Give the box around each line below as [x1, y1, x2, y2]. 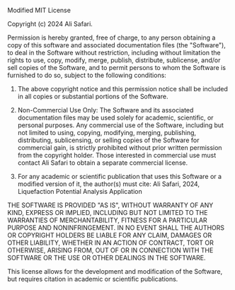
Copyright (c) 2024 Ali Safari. [7, 20, 93, 28]
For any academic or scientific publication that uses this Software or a [17, 173, 222, 180]
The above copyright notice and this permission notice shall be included [17, 85, 229, 93]
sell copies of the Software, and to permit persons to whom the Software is [7, 64, 227, 71]
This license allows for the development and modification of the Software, [7, 267, 223, 275]
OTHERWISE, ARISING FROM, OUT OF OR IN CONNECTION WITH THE [7, 246, 214, 254]
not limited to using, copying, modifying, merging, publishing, [17, 129, 197, 137]
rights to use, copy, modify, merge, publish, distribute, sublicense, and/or [7, 56, 221, 64]
